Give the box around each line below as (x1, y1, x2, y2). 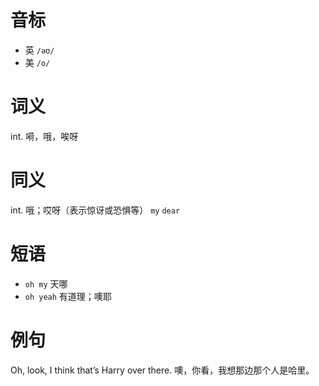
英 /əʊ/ (24, 44, 55, 56)
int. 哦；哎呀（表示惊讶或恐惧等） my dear (10, 204, 181, 216)
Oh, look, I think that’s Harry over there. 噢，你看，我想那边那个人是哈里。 (10, 364, 315, 376)
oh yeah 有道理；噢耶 (24, 290, 112, 302)
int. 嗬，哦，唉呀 (10, 130, 79, 142)
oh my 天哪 (24, 277, 68, 290)
